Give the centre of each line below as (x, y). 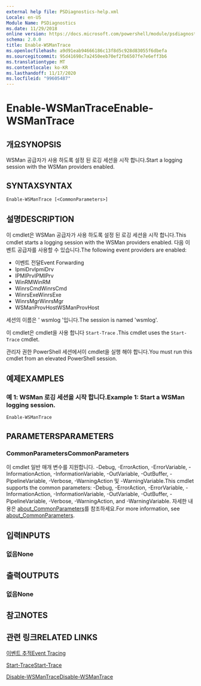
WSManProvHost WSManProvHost (57, 307)
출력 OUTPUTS (33, 575)
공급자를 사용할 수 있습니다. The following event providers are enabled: (102, 250)
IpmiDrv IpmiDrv (34, 269)
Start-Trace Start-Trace (34, 665)
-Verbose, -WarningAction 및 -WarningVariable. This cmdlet (121, 481)
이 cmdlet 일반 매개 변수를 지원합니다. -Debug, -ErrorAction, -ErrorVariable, (97, 467)
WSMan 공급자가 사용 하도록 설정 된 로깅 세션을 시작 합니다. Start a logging (94, 160)
